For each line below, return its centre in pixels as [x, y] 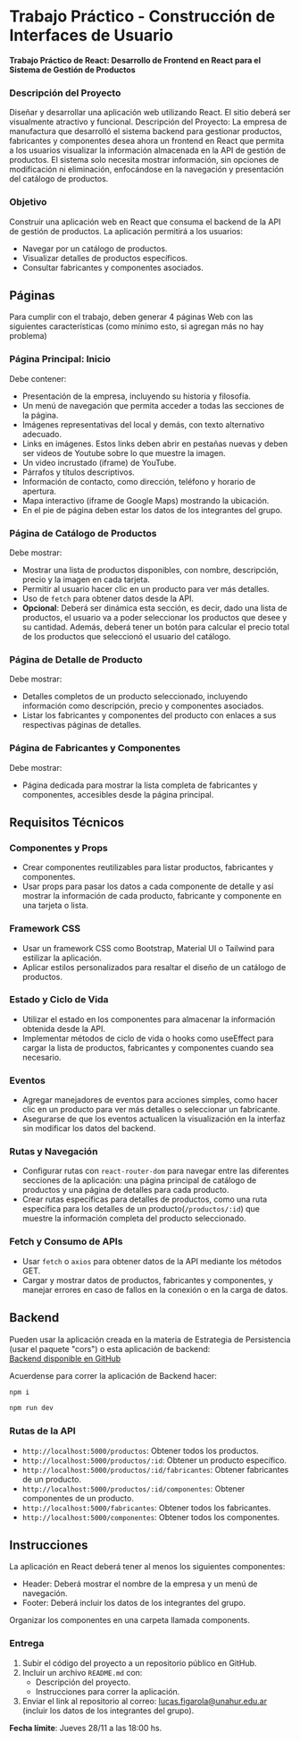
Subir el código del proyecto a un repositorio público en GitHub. [139, 1663]
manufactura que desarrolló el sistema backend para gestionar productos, [146, 131]
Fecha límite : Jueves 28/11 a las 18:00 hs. [86, 1728]
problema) [28, 336]
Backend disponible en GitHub [65, 1358]
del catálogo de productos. [59, 179]
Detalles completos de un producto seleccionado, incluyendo [135, 697]
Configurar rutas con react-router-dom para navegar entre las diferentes [156, 1171]
